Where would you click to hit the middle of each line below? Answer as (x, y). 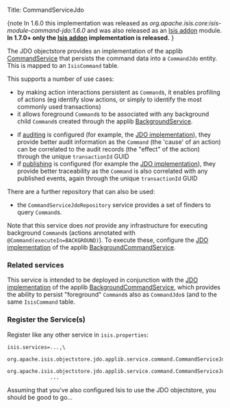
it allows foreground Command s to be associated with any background (113, 114)
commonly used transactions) (59, 107)
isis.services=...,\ (37, 347)
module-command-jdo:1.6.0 (46, 31)
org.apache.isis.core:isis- (186, 23)
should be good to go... (40, 397)
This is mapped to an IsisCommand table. (63, 65)
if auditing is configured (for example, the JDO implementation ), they (114, 134)
